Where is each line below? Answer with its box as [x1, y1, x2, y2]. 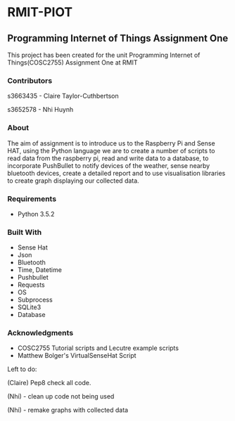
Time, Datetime [17, 266, 62, 274]
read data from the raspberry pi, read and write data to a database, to [7, 154, 209, 162]
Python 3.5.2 [17, 209, 55, 218]
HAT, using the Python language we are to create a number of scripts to [7, 146, 215, 155]
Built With [7, 227, 42, 237]
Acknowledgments [7, 328, 74, 338]
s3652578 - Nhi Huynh [7, 105, 74, 114]
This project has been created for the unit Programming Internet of [7, 51, 201, 59]
